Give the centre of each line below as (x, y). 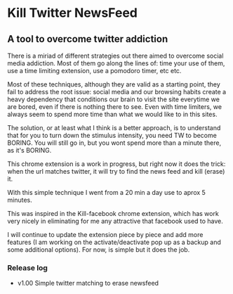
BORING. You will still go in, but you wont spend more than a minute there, (114, 143)
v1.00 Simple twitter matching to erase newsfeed (88, 283)
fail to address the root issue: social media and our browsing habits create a (117, 92)
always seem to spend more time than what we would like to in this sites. (112, 114)
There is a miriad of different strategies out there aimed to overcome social (115, 56)
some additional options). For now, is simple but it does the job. (99, 250)
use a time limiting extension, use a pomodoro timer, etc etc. (94, 71)
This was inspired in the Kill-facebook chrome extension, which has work (113, 213)
